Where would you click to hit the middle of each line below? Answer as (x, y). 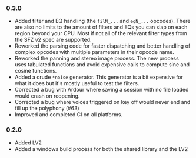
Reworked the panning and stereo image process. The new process (97, 58)
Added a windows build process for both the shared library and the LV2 (101, 149)
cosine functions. (36, 71)
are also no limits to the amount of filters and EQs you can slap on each (101, 27)
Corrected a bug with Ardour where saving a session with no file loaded (102, 90)
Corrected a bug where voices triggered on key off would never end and (102, 102)
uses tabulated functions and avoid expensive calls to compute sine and (102, 65)
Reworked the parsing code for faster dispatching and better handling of (102, 46)
